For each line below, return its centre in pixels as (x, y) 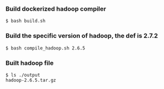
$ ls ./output (23, 75)
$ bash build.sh (25, 21)
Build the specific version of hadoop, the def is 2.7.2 (82, 36)
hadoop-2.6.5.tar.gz (31, 80)
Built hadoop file (30, 62)
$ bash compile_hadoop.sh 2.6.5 (45, 48)
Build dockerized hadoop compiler (56, 9)
